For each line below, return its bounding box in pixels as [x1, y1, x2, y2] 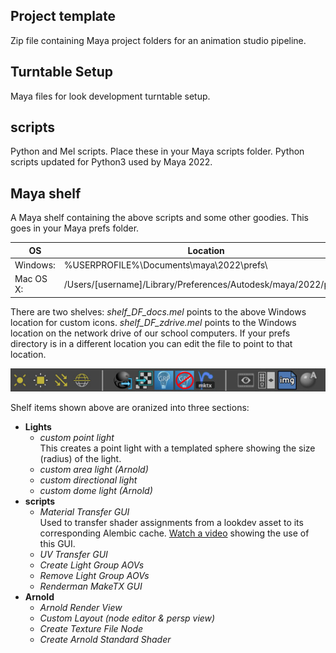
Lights [24, 420, 52, 433]
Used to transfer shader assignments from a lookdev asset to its [39, 516, 304, 528]
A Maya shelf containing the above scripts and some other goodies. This [10, 212, 309, 224]
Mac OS [14, 273, 48, 285]
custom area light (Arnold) [39, 463, 149, 475]
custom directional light [39, 474, 138, 486]
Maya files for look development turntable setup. [10, 90, 211, 102]
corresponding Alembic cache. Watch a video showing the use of [39, 527, 310, 539]
